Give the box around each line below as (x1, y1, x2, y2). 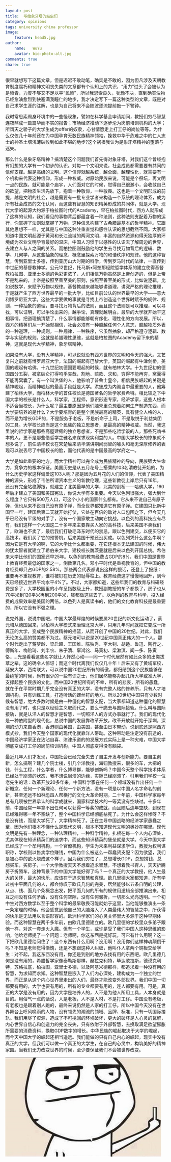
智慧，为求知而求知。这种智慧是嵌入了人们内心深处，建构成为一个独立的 (5, 970, 157, 976)
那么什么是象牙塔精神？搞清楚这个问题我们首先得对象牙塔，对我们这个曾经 (5, 156, 161, 163)
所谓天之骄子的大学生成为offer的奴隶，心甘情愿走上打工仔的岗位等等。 (5, 126, 154, 133)
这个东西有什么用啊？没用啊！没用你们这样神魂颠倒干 (54, 938, 166, 945)
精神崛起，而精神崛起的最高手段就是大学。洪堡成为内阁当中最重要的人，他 (5, 384, 161, 390)
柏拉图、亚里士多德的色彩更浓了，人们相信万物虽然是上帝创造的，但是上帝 (9, 271, 166, 277)
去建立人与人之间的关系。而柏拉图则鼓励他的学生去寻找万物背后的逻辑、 (5, 245, 157, 252)
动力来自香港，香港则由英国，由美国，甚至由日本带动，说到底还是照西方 (14, 724, 166, 730)
